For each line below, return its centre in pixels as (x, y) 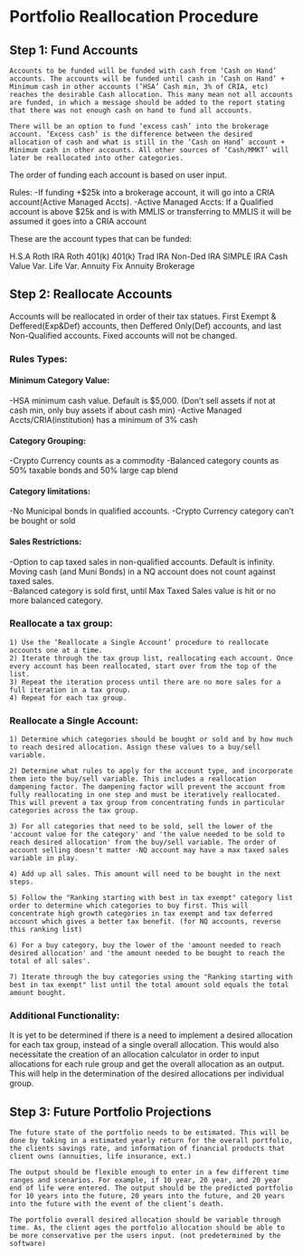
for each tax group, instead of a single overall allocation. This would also (144, 1045)
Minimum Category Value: (60, 380)
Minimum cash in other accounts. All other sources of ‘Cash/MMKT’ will (149, 150)
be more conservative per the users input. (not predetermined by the (145, 1236)
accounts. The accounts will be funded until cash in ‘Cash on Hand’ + (147, 79)
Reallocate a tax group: (61, 624)
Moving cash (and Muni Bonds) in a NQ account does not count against (142, 571)
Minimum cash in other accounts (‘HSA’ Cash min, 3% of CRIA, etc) (139, 87)
